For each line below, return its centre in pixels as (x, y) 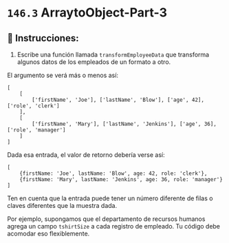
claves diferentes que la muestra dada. (62, 205)
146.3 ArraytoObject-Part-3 (87, 13)
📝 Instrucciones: (43, 38)
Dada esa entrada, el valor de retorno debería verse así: (86, 155)
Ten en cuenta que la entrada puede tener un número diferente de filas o (110, 198)
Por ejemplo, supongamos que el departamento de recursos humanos (106, 219)
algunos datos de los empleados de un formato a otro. (94, 62)
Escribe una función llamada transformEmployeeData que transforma (113, 54)
